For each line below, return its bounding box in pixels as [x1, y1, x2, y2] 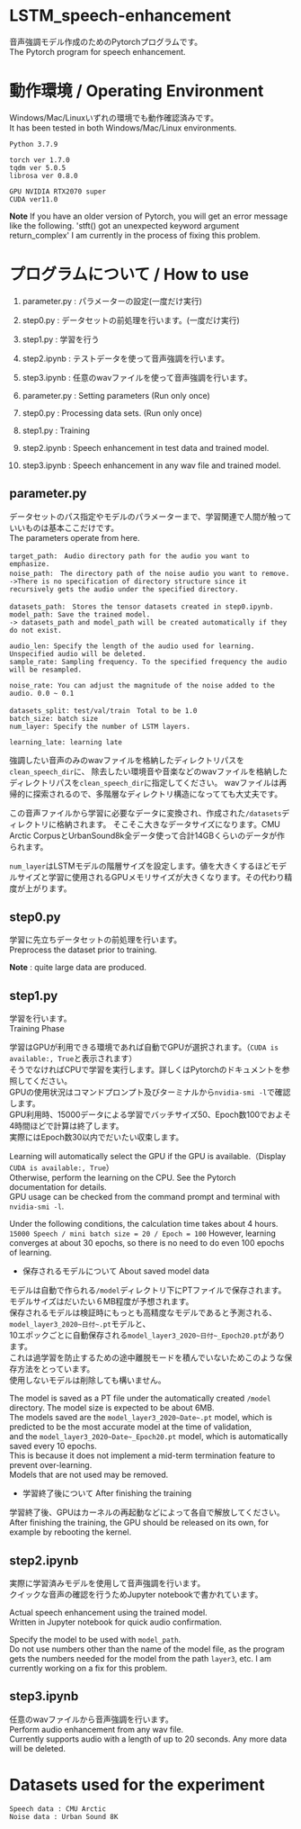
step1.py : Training [22, 425, 90, 436]
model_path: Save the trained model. [9, 609, 151, 619]
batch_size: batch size [9, 714, 99, 723]
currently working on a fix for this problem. [9, 1662, 168, 1674]
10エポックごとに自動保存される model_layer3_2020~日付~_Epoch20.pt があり [9, 1329, 286, 1341]
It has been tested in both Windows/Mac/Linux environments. [9, 122, 237, 133]
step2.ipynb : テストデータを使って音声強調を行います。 [22, 353, 230, 364]
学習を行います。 [9, 1014, 72, 1024]
